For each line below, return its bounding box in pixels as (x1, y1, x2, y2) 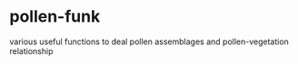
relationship (9, 45, 54, 56)
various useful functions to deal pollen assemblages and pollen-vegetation (9, 36, 289, 47)
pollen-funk (9, 6, 101, 27)
